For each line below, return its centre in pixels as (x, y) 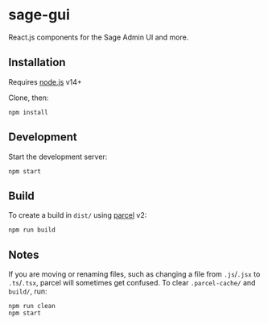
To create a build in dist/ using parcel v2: (78, 215)
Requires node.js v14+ (45, 81)
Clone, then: (29, 98)
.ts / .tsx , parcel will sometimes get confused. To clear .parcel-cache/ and (132, 283)
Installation (37, 62)
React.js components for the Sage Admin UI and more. (99, 37)
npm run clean (32, 306)
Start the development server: (58, 156)
